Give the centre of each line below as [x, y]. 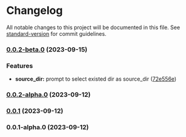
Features [20, 65]
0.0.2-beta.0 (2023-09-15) [47, 49]
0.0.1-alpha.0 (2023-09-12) [48, 127]
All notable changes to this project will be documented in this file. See [93, 27]
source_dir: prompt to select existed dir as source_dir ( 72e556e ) [96, 79]
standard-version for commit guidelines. [56, 33]
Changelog [35, 11]
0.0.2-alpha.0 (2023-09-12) [48, 95]
